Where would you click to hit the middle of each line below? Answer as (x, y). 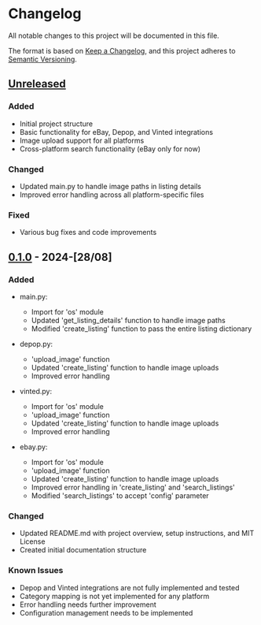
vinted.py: (36, 391)
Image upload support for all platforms (82, 140)
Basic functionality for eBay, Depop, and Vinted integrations (116, 132)
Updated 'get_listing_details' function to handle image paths (128, 320)
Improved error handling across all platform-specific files (112, 195)
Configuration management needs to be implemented (106, 612)
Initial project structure (56, 124)
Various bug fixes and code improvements (88, 233)
